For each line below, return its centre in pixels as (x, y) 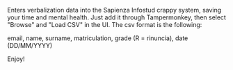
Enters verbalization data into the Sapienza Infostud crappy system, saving (114, 10)
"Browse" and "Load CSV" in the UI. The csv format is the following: (105, 25)
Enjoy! (16, 59)
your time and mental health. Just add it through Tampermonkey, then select (116, 17)
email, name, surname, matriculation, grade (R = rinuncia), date (98, 38)
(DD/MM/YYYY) (30, 45)
